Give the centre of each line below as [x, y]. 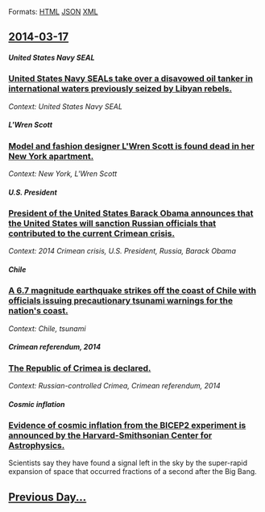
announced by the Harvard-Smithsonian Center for [110, 435]
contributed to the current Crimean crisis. [92, 233]
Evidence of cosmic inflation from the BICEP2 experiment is [127, 426]
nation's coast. [38, 311]
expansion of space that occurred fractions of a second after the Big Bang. [133, 472]
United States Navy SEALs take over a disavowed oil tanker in [131, 78]
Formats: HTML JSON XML [53, 12]
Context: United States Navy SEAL [66, 106]
